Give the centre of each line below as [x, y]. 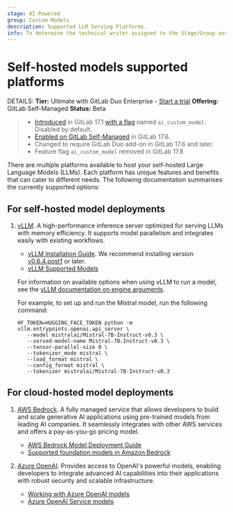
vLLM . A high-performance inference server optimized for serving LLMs [120, 225]
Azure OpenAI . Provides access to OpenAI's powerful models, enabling [119, 466]
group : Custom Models [38, 20]
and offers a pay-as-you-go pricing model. [78, 432]
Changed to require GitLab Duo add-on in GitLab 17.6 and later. [124, 144]
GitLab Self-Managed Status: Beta [57, 109]
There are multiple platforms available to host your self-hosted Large [105, 165]
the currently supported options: [53, 187]
